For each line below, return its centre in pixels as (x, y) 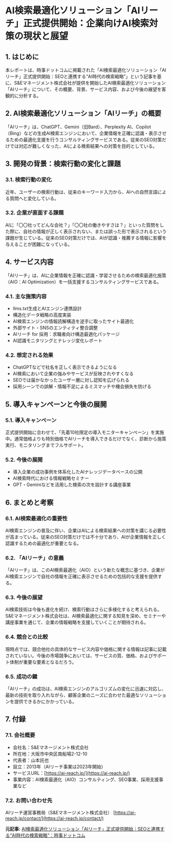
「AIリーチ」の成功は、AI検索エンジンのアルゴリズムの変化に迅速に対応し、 (86, 689)
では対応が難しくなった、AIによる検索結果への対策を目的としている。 (83, 146)
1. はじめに (22, 57)
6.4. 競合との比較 (27, 637)
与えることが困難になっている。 (39, 244)
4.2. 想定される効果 (29, 355)
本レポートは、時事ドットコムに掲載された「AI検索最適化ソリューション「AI (86, 70)
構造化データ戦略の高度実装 (42, 315)
